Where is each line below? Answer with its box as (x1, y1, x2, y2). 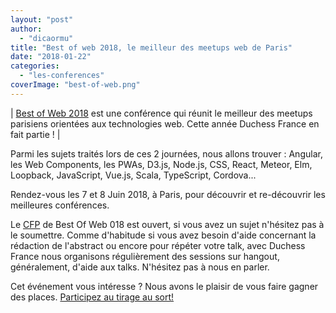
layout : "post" (10, 14, 74, 25)
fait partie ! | (10, 128, 61, 140)
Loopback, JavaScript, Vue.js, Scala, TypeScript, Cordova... (10, 169, 257, 181)
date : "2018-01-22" (10, 52, 92, 62)
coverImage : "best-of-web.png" (10, 80, 141, 90)
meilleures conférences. (10, 199, 110, 211)
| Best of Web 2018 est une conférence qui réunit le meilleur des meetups (10, 107, 313, 119)
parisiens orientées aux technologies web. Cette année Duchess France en (10, 117, 320, 130)
